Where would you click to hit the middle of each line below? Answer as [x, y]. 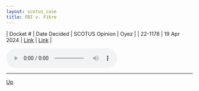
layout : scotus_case [32, 11]
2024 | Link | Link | [29, 40]
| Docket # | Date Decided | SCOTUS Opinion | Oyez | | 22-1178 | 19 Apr [93, 33]
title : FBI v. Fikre [32, 17]
